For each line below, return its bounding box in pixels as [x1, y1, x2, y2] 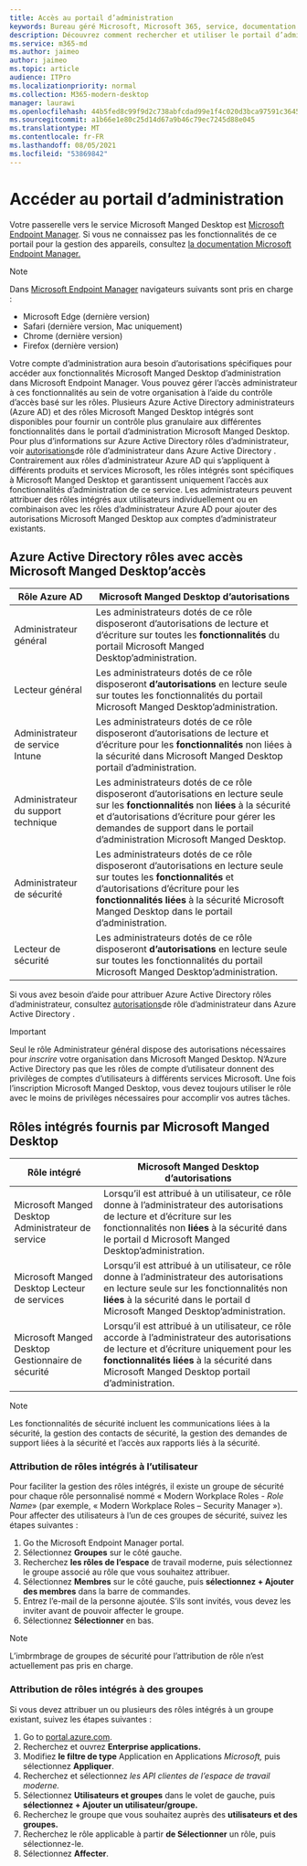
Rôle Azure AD [17, 590, 83, 603]
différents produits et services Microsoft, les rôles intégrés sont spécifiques [9, 464, 294, 475]
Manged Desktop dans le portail [95, 906, 233, 918]
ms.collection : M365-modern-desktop [9, 90, 149, 99]
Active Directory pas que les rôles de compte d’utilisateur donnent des [9, 1064, 275, 1075]
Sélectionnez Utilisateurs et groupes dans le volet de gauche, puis [22, 1789, 276, 1800]
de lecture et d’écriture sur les [103, 1210, 232, 1223]
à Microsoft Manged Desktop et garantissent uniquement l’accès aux [9, 474, 269, 485]
